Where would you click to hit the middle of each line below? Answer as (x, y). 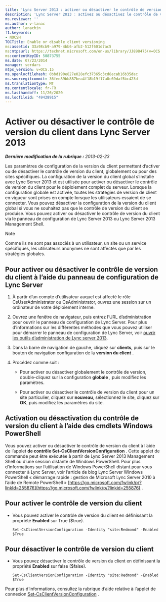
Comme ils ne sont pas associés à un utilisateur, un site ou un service (76, 243)
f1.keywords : (19, 33)
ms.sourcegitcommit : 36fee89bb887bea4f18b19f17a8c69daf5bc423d (72, 79)
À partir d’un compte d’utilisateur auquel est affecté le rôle (71, 297)
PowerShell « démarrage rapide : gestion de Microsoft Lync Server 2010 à (80, 477)
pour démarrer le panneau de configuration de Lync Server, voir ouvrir (84, 333)
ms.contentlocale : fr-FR (31, 88)
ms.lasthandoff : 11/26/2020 (34, 93)
